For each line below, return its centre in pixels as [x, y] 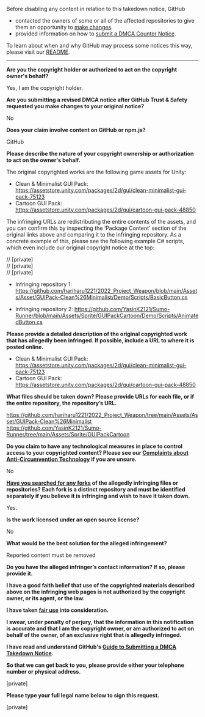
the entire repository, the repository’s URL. [62, 403]
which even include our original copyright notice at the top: [80, 248]
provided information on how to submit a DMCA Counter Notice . [95, 34]
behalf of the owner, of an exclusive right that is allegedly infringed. [94, 635]
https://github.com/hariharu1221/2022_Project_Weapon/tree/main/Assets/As [102, 415]
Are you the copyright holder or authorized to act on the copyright [92, 69]
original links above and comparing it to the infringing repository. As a [94, 234]
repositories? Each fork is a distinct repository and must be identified [96, 489]
